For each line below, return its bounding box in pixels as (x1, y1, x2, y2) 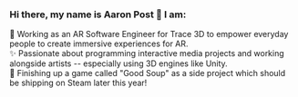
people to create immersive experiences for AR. (9, 38, 189, 49)
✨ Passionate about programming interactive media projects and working (9, 48, 284, 59)
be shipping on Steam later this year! (9, 77, 148, 89)
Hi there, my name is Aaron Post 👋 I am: (9, 8, 187, 21)
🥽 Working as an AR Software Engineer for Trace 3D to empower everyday (9, 29, 289, 40)
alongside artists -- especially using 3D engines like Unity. (9, 58, 228, 69)
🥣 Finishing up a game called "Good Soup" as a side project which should (9, 68, 286, 79)
